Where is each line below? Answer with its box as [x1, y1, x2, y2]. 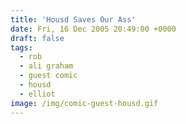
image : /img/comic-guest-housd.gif [10, 98, 159, 108]
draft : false [10, 33, 65, 43]
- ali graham [19, 61, 74, 71]
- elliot [19, 89, 56, 99]
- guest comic [19, 71, 78, 81]
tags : [10, 42, 33, 53]
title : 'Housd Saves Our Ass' [10, 14, 137, 25]
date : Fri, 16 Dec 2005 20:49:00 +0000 [10, 24, 177, 34]
